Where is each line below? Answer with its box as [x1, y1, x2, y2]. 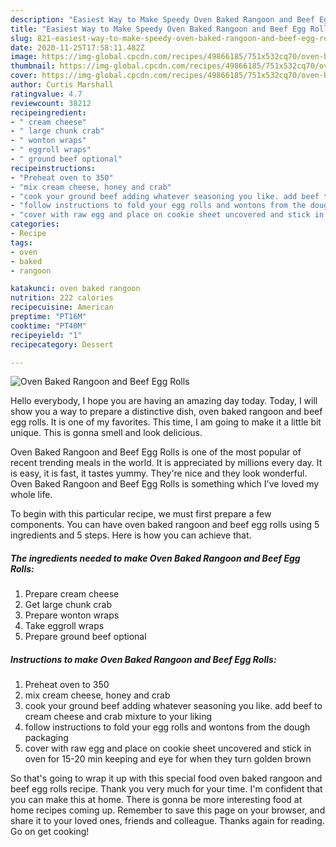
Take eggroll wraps [24, 620, 105, 632]
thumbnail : [10, 61, 56, 71]
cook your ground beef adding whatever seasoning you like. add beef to [24, 700, 323, 712]
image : [10, 52, 38, 62]
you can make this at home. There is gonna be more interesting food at [10, 794, 303, 806]
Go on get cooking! [10, 826, 90, 838]
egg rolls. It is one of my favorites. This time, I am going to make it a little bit [10, 416, 322, 428]
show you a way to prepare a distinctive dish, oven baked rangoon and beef [10, 406, 323, 418]
